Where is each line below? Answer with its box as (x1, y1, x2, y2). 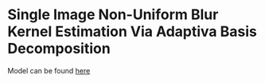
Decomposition (7, 40, 111, 57)
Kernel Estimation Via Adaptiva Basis (7, 22, 258, 41)
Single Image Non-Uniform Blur (7, 6, 219, 24)
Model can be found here (7, 65, 91, 75)
